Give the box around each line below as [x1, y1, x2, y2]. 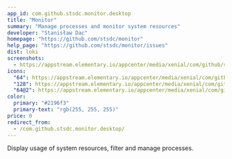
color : [7, 94, 26, 100]
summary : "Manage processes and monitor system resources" [7, 23, 181, 30]
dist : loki [7, 49, 39, 56]
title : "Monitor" [7, 17, 57, 23]
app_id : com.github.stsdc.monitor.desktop [7, 10, 131, 17]
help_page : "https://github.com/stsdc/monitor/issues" [7, 42, 168, 49]
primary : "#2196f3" [13, 100, 70, 107]
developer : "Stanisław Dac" [7, 29, 88, 36]
